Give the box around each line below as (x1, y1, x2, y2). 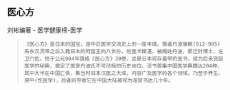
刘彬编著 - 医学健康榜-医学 (7, 26, 82, 34)
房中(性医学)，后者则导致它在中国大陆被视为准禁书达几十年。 (23, 77, 174, 84)
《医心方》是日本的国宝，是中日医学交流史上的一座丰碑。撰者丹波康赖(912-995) (23, 40, 221, 48)
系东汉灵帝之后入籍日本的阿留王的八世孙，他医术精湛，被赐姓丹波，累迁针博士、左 (23, 48, 224, 55)
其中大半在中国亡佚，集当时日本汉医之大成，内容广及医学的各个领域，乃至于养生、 (23, 70, 224, 76)
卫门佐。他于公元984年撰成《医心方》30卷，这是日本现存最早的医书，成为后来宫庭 (23, 55, 224, 62)
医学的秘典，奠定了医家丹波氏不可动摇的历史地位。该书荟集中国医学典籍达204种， (23, 62, 223, 70)
